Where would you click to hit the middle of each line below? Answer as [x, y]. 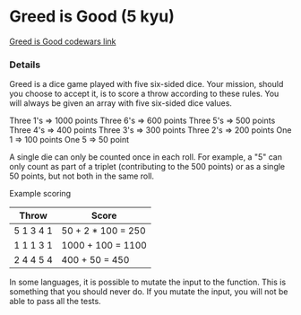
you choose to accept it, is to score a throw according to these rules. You [144, 94]
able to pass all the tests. [55, 302]
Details [25, 65]
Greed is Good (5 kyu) [92, 17]
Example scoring [40, 194]
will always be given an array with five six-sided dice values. [121, 103]
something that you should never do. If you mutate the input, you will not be [149, 292]
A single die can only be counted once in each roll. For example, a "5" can [146, 157]
